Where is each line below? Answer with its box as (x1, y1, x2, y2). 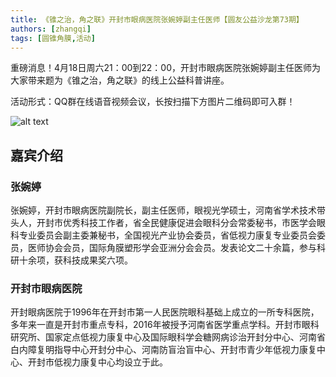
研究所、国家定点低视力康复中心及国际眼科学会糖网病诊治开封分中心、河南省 (10, 331, 326, 343)
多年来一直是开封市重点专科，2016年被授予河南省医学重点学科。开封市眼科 (10, 319, 320, 331)
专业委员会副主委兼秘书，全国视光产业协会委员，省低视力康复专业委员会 (18, 229, 317, 241)
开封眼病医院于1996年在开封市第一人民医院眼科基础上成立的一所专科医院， (10, 306, 320, 318)
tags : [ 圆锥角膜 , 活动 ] (10, 33, 96, 43)
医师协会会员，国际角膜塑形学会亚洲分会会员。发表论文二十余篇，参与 (27, 242, 317, 254)
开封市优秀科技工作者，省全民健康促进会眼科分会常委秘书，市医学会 (36, 217, 317, 229)
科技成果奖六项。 (62, 254, 133, 266)
